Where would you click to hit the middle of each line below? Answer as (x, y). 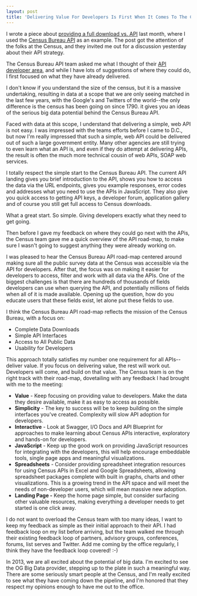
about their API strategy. (35, 52)
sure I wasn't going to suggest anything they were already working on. (91, 245)
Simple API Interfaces (41, 336)
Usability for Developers (44, 348)
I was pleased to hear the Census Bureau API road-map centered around (94, 256)
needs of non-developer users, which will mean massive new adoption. (101, 489)
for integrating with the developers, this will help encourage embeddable (102, 452)
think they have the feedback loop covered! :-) (62, 550)
